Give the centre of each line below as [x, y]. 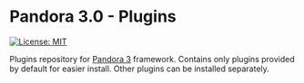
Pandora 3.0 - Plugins [93, 17]
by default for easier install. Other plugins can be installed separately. [140, 69]
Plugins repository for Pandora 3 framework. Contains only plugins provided [152, 59]
